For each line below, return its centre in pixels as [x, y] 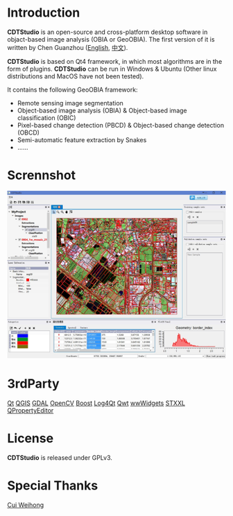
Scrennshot [42, 175]
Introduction [44, 13]
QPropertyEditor [31, 411]
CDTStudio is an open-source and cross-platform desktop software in [107, 32]
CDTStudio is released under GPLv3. [60, 458]
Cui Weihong [25, 505]
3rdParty [34, 384]
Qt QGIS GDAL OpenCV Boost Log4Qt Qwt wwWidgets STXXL [96, 403]
